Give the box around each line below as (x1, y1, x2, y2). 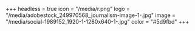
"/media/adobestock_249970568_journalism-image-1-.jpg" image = (5, 12, 176, 19)
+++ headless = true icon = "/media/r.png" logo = (5, 5, 130, 12)
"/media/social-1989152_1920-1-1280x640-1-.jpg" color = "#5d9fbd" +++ (5, 18, 190, 25)
